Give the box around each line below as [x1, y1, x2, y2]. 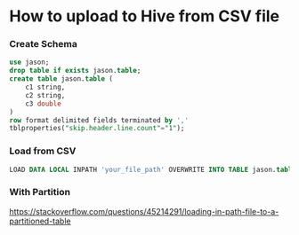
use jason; [9, 58, 50, 67]
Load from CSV [9, 145, 77, 157]
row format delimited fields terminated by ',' [9, 115, 190, 125]
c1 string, [25, 82, 66, 92]
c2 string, [25, 90, 66, 99]
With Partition [9, 186, 71, 199]
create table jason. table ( [9, 74, 114, 83]
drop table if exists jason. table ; [9, 67, 141, 75]
